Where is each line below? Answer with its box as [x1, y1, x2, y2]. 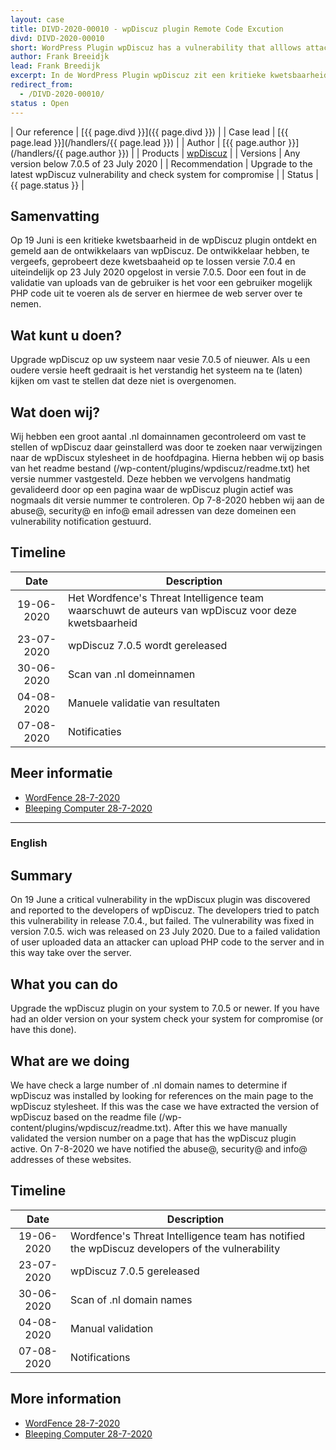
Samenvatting [10, 207, 100, 225]
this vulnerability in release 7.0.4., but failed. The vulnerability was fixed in [10, 915, 315, 927]
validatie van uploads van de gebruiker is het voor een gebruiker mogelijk [10, 277, 313, 289]
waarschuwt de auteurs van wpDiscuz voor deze [68, 603, 297, 617]
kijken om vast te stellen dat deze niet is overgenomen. [10, 375, 237, 387]
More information [10, 1391, 122, 1408]
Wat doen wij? [10, 404, 101, 421]
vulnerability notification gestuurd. [10, 515, 152, 527]
